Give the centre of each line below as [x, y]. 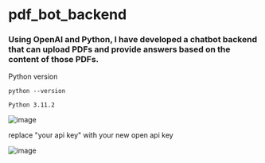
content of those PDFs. [54, 60]
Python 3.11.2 [32, 105]
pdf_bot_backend [68, 15]
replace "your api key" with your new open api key [91, 135]
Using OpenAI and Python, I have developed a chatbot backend [132, 40]
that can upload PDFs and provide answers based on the [119, 49]
